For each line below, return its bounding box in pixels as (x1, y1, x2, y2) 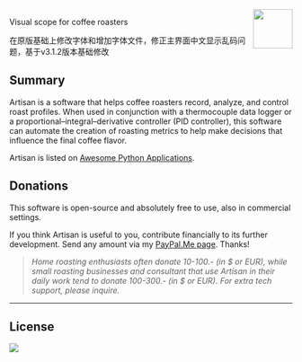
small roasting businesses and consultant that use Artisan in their (31, 265, 276, 277)
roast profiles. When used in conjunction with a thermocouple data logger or (9, 106, 292, 117)
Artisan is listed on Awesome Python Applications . (9, 152, 195, 163)
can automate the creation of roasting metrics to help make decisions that (9, 125, 283, 136)
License (9, 319, 55, 335)
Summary (9, 73, 66, 88)
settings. (9, 211, 42, 223)
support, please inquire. (31, 285, 120, 296)
